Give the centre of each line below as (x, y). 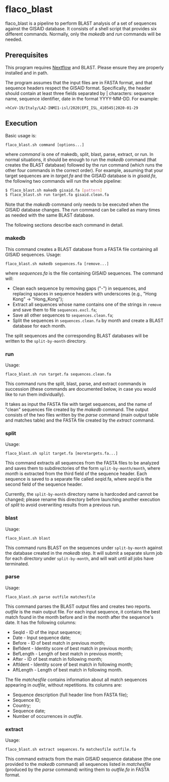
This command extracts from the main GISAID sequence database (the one (83, 759)
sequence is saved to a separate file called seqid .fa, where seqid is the (79, 479)
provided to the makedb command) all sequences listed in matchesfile (78, 764)
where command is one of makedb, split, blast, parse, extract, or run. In (79, 154)
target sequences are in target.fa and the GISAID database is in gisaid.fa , (81, 176)
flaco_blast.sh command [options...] (45, 145)
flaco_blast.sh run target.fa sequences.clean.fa (58, 374)
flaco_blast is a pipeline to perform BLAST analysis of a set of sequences (81, 23)
